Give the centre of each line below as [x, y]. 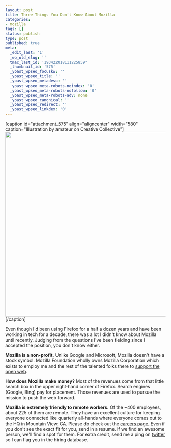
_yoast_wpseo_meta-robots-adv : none [49, 95]
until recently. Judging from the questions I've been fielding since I [75, 340]
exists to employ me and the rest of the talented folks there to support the [82, 366]
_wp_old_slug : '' [28, 57]
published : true [22, 43]
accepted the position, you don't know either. [53, 345]
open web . [17, 371]
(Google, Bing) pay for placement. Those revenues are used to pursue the [83, 392]
